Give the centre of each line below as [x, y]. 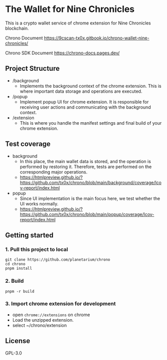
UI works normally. [39, 203]
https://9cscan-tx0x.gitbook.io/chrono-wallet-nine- [97, 38]
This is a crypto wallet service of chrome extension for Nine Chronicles [78, 23]
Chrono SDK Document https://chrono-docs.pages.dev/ [63, 53]
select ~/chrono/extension [40, 325]
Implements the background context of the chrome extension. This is [90, 86]
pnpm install [19, 269]
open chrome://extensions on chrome [51, 315]
